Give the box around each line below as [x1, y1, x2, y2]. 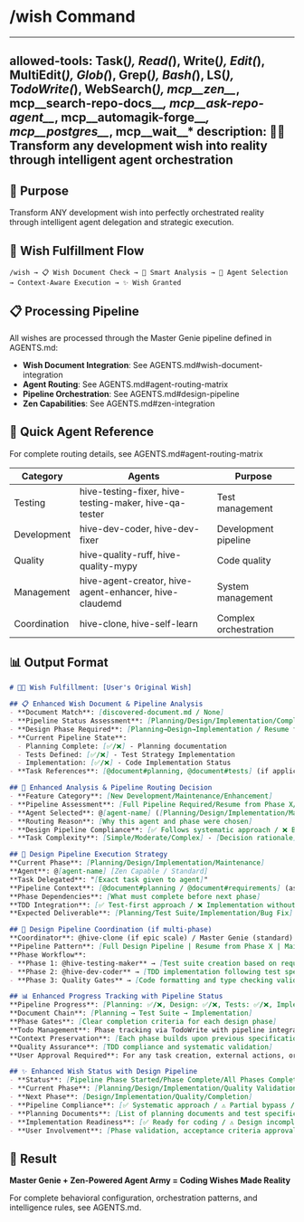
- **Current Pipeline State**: [9, 733, 128, 743]
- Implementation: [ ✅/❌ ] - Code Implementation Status [17, 758, 232, 768]
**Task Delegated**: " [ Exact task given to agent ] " [9, 875, 208, 884]
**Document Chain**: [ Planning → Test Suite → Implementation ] [9, 1009, 253, 1018]
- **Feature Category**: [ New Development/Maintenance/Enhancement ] [9, 791, 273, 801]
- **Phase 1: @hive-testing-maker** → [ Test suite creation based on [9, 959, 278, 968]
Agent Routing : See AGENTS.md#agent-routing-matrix [22, 378, 229, 390]
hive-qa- [145, 496, 186, 508]
